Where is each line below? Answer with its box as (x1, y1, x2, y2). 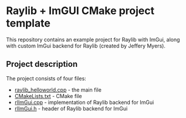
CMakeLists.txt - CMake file (14, 92, 82, 99)
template (6, 16, 51, 30)
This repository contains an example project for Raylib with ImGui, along (6, 36, 180, 43)
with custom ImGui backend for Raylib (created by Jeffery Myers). (6, 42, 166, 49)
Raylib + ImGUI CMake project (6, 4, 154, 18)
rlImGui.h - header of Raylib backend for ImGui (14, 104, 128, 112)
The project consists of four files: (6, 75, 86, 82)
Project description (6, 59, 78, 69)
